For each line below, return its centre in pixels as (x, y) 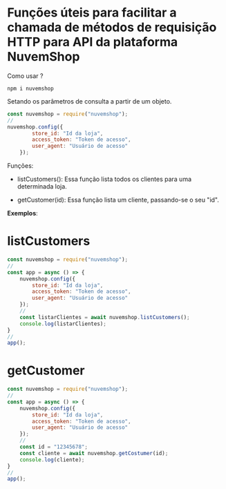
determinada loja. (42, 186)
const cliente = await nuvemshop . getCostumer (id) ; (94, 453)
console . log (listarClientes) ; (63, 324)
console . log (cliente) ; (52, 460)
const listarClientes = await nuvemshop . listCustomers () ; (105, 317)
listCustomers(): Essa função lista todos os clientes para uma (104, 179)
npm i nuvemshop (30, 88)
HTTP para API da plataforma (93, 42)
